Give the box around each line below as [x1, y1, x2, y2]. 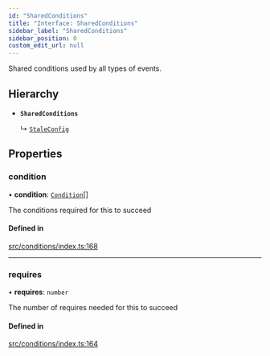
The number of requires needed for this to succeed [8, 303, 178, 313]
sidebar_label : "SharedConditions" [8, 27, 128, 35]
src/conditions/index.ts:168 [8, 241, 98, 251]
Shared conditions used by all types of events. [8, 63, 162, 73]
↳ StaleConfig [19, 124, 70, 133]
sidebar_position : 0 [8, 34, 78, 43]
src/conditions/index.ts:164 [8, 339, 99, 349]
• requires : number [8, 287, 69, 297]
